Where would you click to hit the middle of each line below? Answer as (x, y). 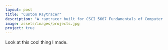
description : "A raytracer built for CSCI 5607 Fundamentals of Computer (84, 19)
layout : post (19, 10)
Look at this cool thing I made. (36, 42)
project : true (20, 28)
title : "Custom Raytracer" (33, 14)
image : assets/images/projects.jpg (43, 24)
